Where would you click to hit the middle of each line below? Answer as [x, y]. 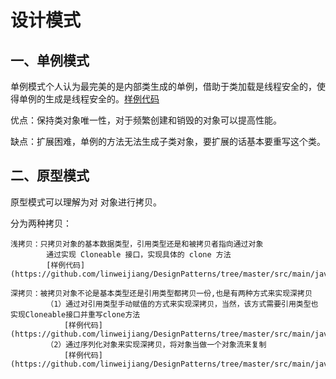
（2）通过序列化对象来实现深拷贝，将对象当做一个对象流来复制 [156, 344]
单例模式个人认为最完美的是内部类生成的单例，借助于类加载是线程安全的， [163, 86]
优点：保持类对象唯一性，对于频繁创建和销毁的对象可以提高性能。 [146, 120]
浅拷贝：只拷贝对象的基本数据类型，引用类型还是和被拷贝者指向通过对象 [137, 244]
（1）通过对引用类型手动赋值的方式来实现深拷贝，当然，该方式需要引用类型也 [182, 304]
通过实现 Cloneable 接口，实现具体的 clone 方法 [139, 254]
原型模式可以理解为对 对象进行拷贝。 [86, 202]
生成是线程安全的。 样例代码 [102, 99]
